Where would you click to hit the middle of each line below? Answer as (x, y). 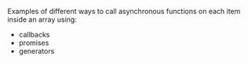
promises (34, 43)
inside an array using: (42, 19)
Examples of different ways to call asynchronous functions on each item (124, 11)
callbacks (34, 35)
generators (36, 51)
